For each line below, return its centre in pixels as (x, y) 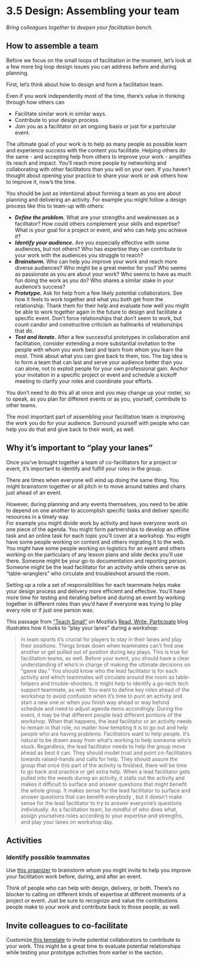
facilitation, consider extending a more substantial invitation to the (95, 343)
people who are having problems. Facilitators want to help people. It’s (105, 734)
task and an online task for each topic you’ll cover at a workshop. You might (98, 535)
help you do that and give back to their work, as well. (70, 429)
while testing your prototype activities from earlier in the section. (85, 953)
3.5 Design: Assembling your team (93, 11)
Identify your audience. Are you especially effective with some (92, 242)
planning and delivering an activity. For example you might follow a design (96, 199)
